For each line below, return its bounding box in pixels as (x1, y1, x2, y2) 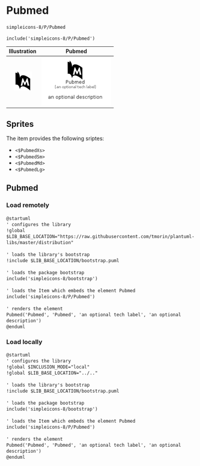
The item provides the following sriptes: (6, 135, 105, 142)
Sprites (6, 118, 34, 129)
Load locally (6, 337, 43, 346)
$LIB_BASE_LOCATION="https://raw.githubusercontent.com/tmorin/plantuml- (6, 233, 195, 239)
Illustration (8, 48, 37, 55)
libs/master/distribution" (6, 239, 74, 245)
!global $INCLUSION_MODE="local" (6, 364, 90, 370)
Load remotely (6, 201, 50, 209)
